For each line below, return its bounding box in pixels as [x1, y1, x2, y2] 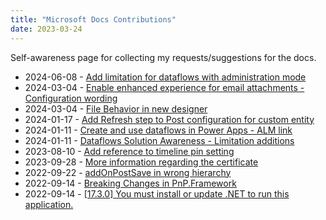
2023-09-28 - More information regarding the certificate [24, 156, 259, 168]
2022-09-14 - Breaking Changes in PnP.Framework [24, 177, 237, 189]
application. [24, 198, 74, 210]
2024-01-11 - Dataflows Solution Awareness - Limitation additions [24, 134, 295, 146]
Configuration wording [24, 92, 118, 104]
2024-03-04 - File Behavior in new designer [24, 102, 208, 115]
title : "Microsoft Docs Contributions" [10, 14, 177, 25]
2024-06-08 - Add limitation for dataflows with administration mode [24, 71, 307, 83]
